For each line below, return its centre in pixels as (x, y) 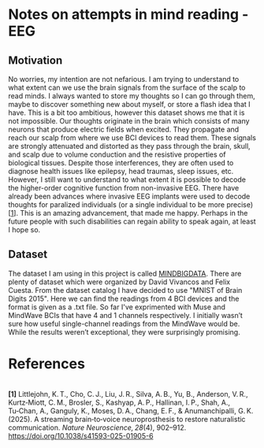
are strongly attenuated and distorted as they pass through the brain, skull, (129, 146)
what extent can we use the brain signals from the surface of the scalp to (127, 87)
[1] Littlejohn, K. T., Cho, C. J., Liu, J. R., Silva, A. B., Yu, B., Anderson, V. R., (128, 394)
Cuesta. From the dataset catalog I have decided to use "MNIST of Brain (125, 290)
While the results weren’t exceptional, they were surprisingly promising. (124, 331)
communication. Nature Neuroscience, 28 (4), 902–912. (97, 428)
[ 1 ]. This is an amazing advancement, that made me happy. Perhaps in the (128, 213)
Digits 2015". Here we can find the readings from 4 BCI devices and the (124, 298)
